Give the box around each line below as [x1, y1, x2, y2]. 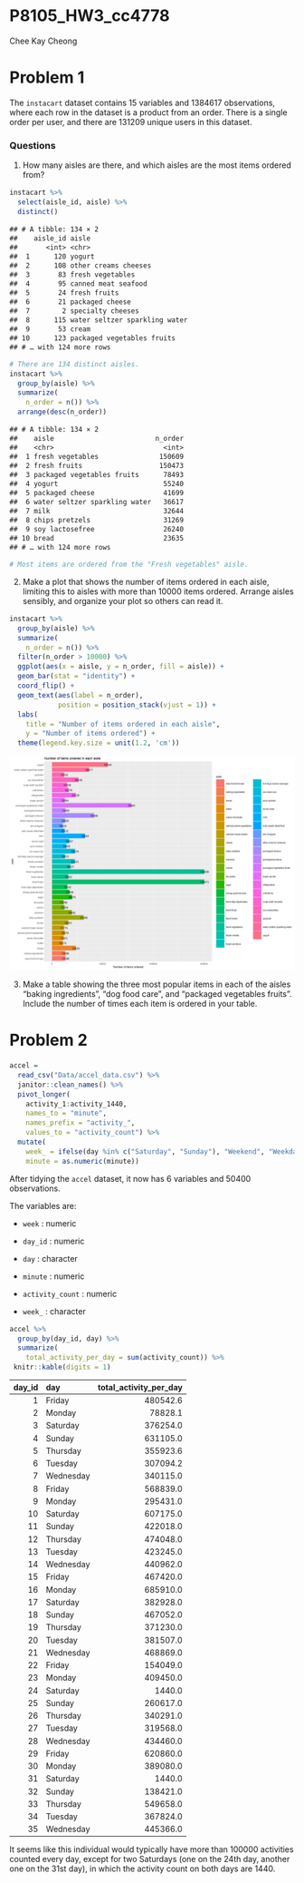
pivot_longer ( [17, 1089, 71, 1098]
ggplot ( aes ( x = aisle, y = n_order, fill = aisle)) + [17, 662, 224, 671]
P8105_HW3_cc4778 [9, 5, 170, 26]
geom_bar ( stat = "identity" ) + [17, 672, 136, 681]
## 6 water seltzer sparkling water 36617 [9, 498, 184, 507]
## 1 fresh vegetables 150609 [9, 453, 184, 462]
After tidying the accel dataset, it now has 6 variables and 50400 [9, 1173, 252, 1184]
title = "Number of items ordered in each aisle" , [25, 719, 221, 728]
